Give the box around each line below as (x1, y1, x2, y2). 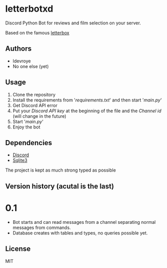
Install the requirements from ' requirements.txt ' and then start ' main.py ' (12, 97, 162, 103)
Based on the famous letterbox (5, 29, 70, 36)
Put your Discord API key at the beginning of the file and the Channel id (12, 108, 162, 114)
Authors (5, 44, 32, 53)
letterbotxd (5, 3, 54, 15)
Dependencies (5, 138, 52, 147)
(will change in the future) (12, 113, 67, 119)
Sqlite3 (12, 157, 28, 163)
